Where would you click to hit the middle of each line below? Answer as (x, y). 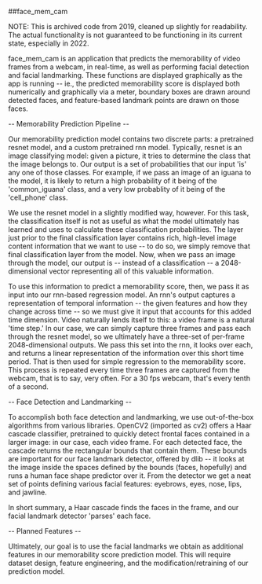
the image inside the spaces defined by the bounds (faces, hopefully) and (127, 467)
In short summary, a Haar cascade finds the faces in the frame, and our (124, 507)
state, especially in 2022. (49, 43)
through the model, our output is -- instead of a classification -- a (114, 263)
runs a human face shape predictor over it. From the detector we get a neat (129, 476)
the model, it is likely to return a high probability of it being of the (113, 181)
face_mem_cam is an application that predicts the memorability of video (124, 59)
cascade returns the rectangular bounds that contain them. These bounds (127, 450)
